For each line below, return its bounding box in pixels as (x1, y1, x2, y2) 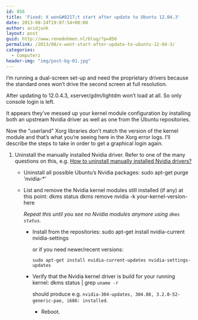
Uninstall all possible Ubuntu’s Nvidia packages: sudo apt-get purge (23, 169, 189, 176)
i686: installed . (67, 296, 108, 303)
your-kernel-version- (136, 193, 188, 200)
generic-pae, (32, 298, 65, 303)
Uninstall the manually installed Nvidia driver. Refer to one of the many (14, 151, 186, 158)
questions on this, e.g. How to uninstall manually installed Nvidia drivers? (14, 157, 192, 164)
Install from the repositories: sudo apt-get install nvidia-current (32, 228, 185, 235)
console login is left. (6, 98, 55, 105)
